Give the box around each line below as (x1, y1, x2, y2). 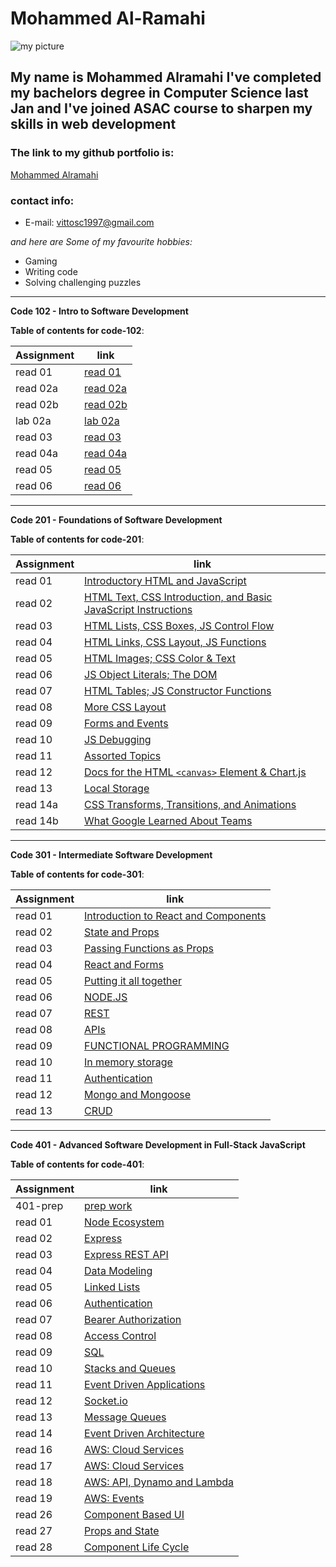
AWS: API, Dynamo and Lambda (84, 1475, 234, 1489)
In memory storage (84, 1055, 173, 1069)
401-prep (15, 1198, 64, 1212)
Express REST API (84, 1247, 169, 1261)
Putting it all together (84, 973, 182, 987)
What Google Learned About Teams (84, 813, 253, 827)
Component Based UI (84, 1507, 185, 1521)
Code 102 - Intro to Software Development (10, 305, 189, 317)
